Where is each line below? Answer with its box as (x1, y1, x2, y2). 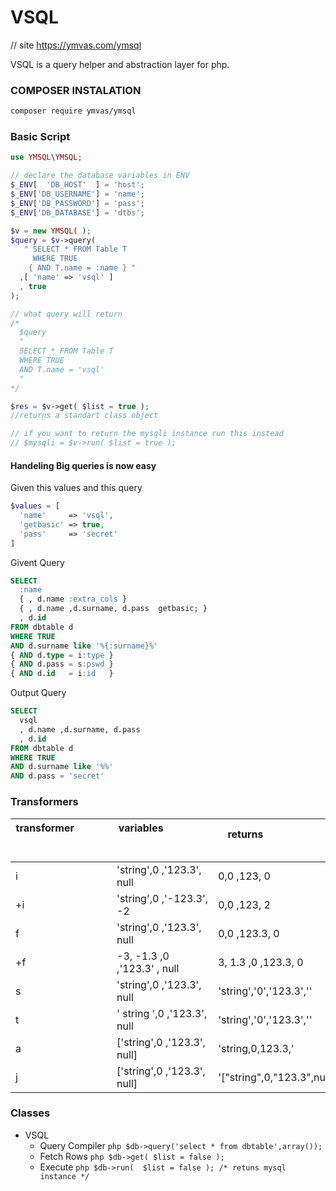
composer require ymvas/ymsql (10, 106, 137, 116)
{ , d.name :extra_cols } (19, 594, 128, 605)
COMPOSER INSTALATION (10, 83, 142, 97)
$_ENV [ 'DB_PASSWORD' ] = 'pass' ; (10, 198, 145, 208)
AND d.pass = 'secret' (10, 771, 105, 781)
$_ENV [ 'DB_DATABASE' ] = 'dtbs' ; (10, 207, 145, 218)
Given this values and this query (10, 482, 143, 494)
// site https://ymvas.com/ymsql (10, 39, 142, 51)
